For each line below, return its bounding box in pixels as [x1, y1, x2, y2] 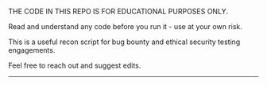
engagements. [8, 46, 56, 54]
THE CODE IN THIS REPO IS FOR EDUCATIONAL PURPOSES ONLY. [8, 7, 229, 16]
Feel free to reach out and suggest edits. [8, 61, 141, 70]
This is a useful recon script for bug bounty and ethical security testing [8, 37, 241, 46]
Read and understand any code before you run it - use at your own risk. [8, 22, 242, 31]
